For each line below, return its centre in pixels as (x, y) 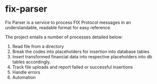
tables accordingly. (31, 62)
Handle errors (26, 72)
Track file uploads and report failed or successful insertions (73, 67)
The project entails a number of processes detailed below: (64, 37)
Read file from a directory (38, 46)
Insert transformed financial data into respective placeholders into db (82, 56)
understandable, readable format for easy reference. (58, 27)
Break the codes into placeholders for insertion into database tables (81, 51)
